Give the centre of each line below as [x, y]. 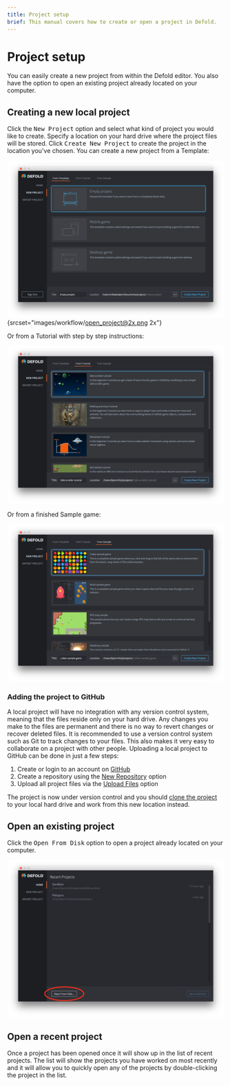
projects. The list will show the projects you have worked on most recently [113, 1060]
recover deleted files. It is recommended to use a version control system [110, 734]
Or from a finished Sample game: [54, 514]
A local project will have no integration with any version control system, [108, 712]
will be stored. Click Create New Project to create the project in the [107, 143]
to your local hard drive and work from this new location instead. [99, 805]
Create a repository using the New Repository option [92, 776]
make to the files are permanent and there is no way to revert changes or [111, 727]
